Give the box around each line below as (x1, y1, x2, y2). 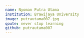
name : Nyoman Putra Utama (5, 7, 59, 12)
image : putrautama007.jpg (5, 16, 59, 21)
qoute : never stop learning (5, 21, 64, 26)
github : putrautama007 (5, 26, 52, 31)
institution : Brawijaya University (5, 12, 79, 17)
